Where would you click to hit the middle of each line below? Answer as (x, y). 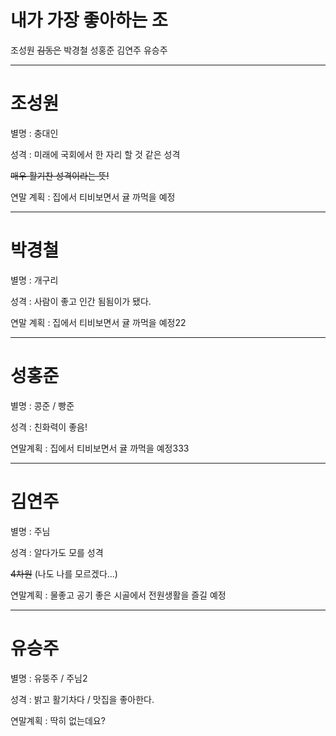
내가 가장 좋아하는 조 (89, 20)
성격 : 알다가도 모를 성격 (57, 552)
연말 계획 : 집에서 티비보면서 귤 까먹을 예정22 (98, 322)
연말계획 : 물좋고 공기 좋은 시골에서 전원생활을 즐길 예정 (118, 595)
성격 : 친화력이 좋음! (49, 427)
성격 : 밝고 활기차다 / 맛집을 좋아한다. (82, 699)
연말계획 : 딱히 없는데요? (58, 720)
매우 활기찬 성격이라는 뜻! (60, 175)
